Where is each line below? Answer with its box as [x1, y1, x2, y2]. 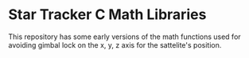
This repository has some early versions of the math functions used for [8, 32, 241, 41]
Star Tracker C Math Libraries [8, 6, 207, 24]
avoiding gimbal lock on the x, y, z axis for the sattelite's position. [8, 40, 222, 49]
